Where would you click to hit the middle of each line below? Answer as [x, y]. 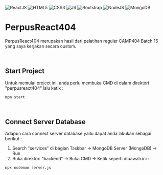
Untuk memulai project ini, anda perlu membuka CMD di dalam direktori [77, 83]
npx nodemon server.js [28, 168]
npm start [15, 97]
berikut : [13, 139]
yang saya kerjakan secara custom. [41, 46]
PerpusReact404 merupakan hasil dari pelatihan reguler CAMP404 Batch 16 [81, 41]
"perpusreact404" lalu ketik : [34, 88]
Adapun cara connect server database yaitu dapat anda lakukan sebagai [78, 134]
